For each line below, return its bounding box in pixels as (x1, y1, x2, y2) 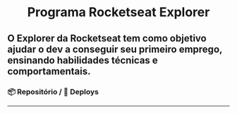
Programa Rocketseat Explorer (27, 4, 210, 20)
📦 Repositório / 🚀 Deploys (7, 87, 99, 96)
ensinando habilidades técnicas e (7, 54, 159, 66)
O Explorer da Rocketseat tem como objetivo (7, 32, 207, 44)
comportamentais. (7, 65, 91, 77)
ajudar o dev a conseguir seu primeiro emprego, (7, 43, 223, 55)
